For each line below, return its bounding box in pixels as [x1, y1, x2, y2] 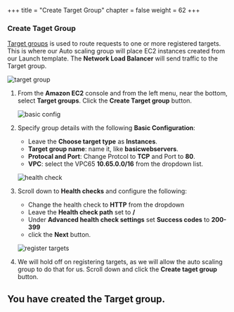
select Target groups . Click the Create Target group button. [17, 96, 192, 105]
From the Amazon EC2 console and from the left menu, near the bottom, [17, 89, 228, 98]
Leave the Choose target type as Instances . [27, 137, 158, 146]
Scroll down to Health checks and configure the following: [17, 187, 188, 195]
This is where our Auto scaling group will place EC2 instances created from [7, 47, 226, 56]
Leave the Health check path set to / [27, 208, 136, 216]
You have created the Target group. [7, 293, 166, 305]
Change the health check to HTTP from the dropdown [27, 200, 185, 209]
